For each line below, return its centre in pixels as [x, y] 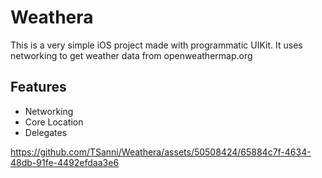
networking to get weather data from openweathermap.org [131, 55]
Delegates [46, 132]
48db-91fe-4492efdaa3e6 [65, 162]
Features [38, 87]
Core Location [54, 122]
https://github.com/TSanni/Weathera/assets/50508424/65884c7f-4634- [161, 152]
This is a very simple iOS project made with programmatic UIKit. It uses [156, 45]
